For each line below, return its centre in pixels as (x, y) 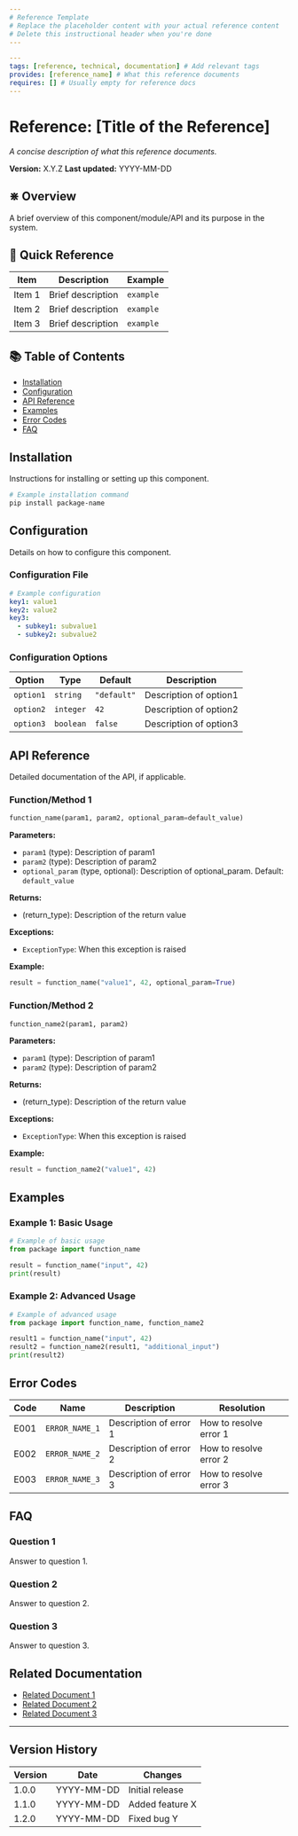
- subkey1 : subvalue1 (57, 626)
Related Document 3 (59, 1714)
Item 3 (27, 324)
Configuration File (49, 575)
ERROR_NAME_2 (73, 1454)
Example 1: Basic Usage (61, 1222)
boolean (71, 724)
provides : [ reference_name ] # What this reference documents (125, 75)
